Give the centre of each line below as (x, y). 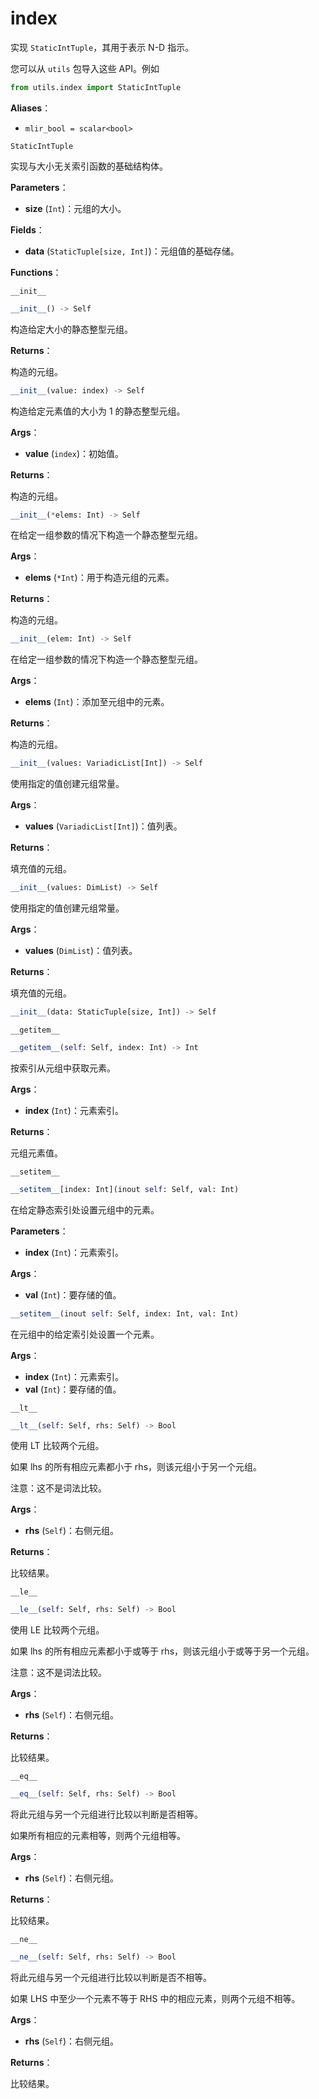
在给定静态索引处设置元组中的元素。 (85, 1209)
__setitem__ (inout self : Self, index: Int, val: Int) (125, 1313)
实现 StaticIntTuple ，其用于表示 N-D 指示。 (102, 47)
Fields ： (27, 229)
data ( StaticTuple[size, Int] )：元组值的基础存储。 (132, 251)
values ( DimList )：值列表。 (81, 951)
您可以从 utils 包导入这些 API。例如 (85, 68)
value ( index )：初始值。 (74, 453)
